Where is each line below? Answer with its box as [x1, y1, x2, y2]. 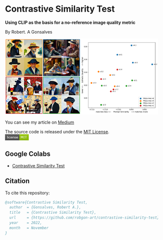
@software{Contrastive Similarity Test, [5, 200, 88, 205]
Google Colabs [5, 150, 51, 158]
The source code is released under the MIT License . [5, 129, 110, 134]
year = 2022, [9, 221, 42, 225]
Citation [5, 177, 30, 185]
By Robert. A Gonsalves [5, 29, 52, 35]
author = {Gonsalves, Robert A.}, [9, 205, 81, 210]
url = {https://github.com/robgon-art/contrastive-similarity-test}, [9, 215, 162, 220]
